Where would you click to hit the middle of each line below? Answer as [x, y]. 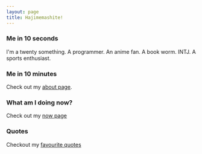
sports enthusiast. [29, 58]
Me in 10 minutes [32, 74]
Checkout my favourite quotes [44, 144]
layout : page [23, 12]
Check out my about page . [39, 87]
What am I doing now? [39, 103]
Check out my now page [37, 116]
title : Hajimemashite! [35, 18]
